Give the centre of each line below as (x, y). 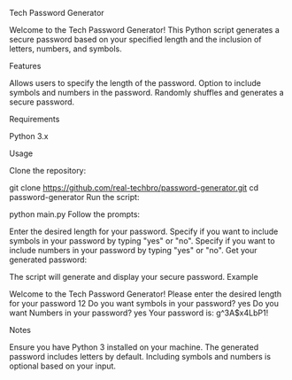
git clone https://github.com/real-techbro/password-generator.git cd (134, 188)
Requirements (35, 119)
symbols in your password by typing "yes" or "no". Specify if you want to (142, 241)
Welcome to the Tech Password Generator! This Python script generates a (145, 30)
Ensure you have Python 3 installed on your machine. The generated (134, 347)
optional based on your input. (63, 366)
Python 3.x (29, 136)
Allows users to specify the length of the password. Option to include (135, 83)
